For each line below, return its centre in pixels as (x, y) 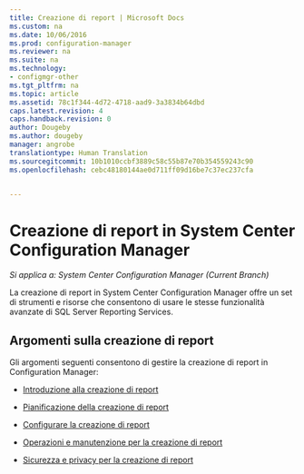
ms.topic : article (44, 94)
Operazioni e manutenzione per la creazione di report (123, 442)
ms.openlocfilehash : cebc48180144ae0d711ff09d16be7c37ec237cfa (132, 170)
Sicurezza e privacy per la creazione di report (108, 460)
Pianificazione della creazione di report (96, 407)
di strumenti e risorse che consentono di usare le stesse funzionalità (137, 302)
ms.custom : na (36, 26)
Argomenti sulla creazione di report (112, 340)
